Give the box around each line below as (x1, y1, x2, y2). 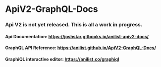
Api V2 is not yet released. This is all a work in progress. (5, 21, 143, 28)
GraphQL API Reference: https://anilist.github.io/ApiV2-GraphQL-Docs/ (5, 45, 156, 51)
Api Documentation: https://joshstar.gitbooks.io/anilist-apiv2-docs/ (5, 33, 149, 39)
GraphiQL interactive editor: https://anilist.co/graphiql (5, 56, 119, 62)
